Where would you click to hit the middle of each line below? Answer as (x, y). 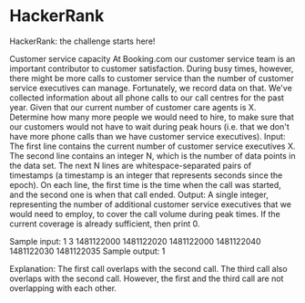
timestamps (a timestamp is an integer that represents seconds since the (146, 175)
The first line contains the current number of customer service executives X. (152, 146)
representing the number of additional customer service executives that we (150, 204)
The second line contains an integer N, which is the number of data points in (152, 155)
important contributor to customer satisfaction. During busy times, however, (152, 68)
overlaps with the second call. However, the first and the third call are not (147, 278)
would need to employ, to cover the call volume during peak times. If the (145, 214)
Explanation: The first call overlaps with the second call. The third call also (149, 268)
